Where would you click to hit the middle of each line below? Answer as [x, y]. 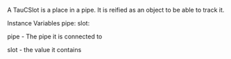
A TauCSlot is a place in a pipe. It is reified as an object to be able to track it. [116, 10]
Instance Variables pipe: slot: [49, 23]
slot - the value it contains [44, 50]
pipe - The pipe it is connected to [55, 36]
